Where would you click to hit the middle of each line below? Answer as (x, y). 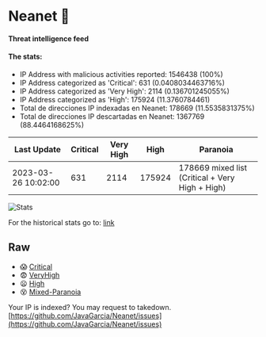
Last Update (38, 149)
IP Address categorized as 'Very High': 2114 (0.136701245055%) (124, 91)
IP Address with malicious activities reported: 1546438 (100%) (121, 74)
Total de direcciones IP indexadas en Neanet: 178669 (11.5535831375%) (137, 108)
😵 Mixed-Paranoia (50, 292)
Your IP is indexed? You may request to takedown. (90, 307)
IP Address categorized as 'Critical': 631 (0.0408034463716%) (122, 82)
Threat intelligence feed (49, 38)
